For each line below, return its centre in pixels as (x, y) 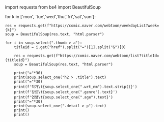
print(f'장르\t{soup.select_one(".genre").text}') (66, 92)
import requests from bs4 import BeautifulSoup (53, 7)
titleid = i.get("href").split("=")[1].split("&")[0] (70, 47)
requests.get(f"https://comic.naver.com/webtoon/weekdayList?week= (89, 26)
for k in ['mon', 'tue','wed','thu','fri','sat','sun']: (50, 16)
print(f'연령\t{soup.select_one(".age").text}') (64, 97)
